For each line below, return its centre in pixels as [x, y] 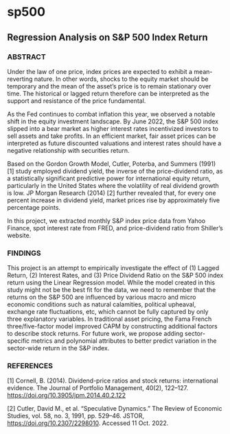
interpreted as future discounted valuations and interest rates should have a [114, 143]
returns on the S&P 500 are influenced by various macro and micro [102, 297]
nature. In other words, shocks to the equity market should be [121, 79]
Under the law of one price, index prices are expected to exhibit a [100, 71]
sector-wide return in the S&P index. [58, 348]
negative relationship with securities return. [68, 150]
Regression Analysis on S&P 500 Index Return [107, 37]
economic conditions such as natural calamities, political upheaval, [102, 304]
